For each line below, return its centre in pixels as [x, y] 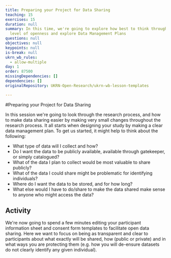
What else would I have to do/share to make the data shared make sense [89, 189]
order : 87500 [19, 72]
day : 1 [12, 67]
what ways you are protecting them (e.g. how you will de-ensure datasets [82, 244]
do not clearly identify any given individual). [51, 250]
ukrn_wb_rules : [21, 57]
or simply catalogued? [36, 157]
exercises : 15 [20, 19]
